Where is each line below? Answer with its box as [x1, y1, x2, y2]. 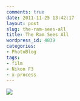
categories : [6, 43, 36, 50]
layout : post [6, 20, 39, 26]
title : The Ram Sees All [6, 32, 69, 38]
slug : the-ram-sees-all [6, 26, 67, 32]
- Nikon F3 [6, 65, 34, 72]
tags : [6, 54, 20, 61]
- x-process [6, 72, 36, 78]
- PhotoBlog [6, 49, 36, 55]
